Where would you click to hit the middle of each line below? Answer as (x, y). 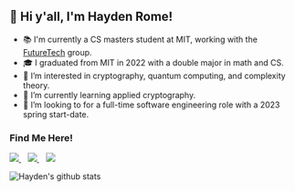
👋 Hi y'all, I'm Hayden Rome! (91, 17)
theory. (36, 85)
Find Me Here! (41, 137)
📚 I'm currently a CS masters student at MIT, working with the (140, 39)
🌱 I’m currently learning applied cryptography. (109, 95)
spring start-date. (56, 114)
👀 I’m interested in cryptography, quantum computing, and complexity (154, 75)
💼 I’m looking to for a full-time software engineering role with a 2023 (151, 105)
